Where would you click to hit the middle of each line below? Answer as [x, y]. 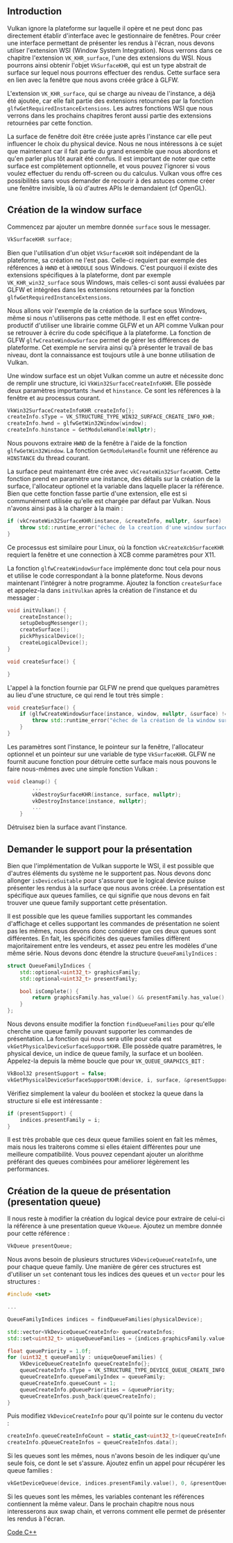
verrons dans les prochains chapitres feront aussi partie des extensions [109, 115]
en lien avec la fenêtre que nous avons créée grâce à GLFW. [93, 80]
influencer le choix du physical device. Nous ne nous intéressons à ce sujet [115, 144]
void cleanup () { [32, 781]
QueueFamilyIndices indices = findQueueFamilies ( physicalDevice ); [105, 1319]
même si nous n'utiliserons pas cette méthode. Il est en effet [94, 318]
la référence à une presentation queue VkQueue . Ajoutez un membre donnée [115, 1226]
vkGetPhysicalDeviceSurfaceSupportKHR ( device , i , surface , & [97, 1080]
